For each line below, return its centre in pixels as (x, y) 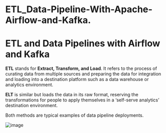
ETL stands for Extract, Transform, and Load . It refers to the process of (81, 69)
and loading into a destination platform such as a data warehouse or (77, 79)
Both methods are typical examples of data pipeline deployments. (75, 115)
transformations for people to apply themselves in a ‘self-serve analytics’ (82, 100)
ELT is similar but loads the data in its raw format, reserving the (72, 95)
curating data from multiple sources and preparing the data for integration (83, 74)
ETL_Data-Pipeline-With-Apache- (79, 9)
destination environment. (32, 105)
